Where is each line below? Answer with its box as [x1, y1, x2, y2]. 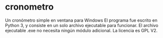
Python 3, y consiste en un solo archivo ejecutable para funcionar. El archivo [5, 22, 159, 28]
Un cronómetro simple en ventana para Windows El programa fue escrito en [5, 17, 158, 23]
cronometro [5, 1, 54, 13]
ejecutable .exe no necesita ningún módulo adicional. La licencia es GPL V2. [5, 27, 158, 33]
